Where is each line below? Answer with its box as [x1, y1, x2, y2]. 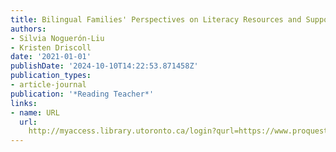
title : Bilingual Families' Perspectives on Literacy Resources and [10, 14, 302, 25]
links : [10, 98, 38, 108]
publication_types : [10, 71, 92, 81]
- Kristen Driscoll [10, 42, 92, 53]
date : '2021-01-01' [10, 52, 92, 62]
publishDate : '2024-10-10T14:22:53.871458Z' [10, 61, 199, 71]
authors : [10, 24, 47, 34]
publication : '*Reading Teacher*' [10, 89, 155, 99]
